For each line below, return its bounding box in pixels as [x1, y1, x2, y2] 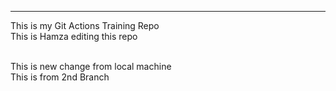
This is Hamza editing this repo [10, 31, 138, 42]
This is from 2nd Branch [10, 71, 110, 83]
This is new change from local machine [10, 61, 172, 72]
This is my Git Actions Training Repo [10, 20, 160, 31]
